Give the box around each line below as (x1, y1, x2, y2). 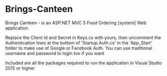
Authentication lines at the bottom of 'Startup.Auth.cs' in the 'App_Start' (5, 39, 153, 45)
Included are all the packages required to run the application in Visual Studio (5, 60, 162, 66)
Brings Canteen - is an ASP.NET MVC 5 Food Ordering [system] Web (5, 20, 147, 26)
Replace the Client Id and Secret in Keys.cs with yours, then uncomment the (5, 35, 161, 40)
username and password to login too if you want (5, 50, 105, 56)
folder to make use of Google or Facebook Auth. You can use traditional (5, 45, 153, 51)
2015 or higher (5, 65, 35, 71)
